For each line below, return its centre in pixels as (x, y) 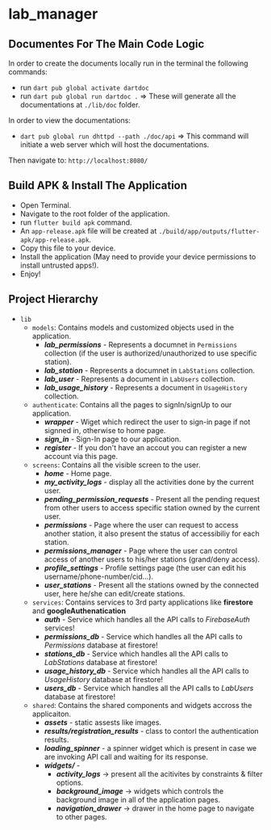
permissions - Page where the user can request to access (142, 525)
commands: (28, 72)
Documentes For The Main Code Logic (106, 44)
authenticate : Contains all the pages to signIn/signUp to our (132, 404)
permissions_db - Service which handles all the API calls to (144, 636)
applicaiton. (51, 714)
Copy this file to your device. (68, 248)
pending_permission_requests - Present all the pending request (152, 499)
